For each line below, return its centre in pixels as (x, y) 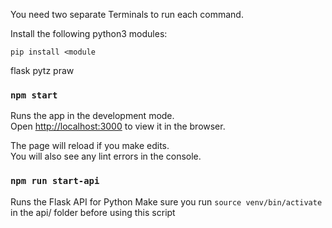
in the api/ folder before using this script (93, 212)
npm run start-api (55, 181)
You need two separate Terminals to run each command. (127, 14)
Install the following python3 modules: (89, 33)
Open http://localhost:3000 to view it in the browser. (118, 126)
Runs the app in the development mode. (92, 116)
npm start (34, 95)
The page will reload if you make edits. (90, 146)
